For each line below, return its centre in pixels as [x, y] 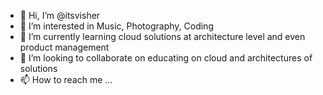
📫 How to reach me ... [66, 79]
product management [64, 47]
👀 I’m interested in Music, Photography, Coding [116, 26]
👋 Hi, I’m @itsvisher [60, 15]
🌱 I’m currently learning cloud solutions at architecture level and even [162, 36]
